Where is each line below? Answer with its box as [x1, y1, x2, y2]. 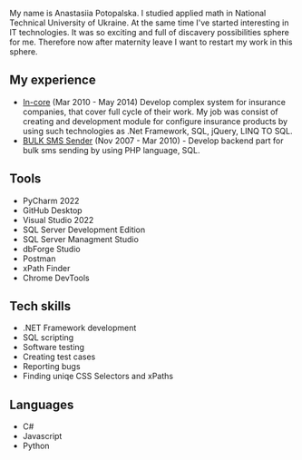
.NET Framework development [22, 322, 137, 334]
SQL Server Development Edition [22, 224, 146, 235]
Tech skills [9, 299, 72, 314]
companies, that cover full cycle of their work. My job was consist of [22, 106, 278, 117]
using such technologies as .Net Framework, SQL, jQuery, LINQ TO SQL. [22, 125, 293, 136]
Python [22, 440, 50, 452]
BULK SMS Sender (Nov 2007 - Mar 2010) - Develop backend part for [22, 135, 284, 146]
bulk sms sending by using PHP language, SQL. [22, 144, 201, 155]
